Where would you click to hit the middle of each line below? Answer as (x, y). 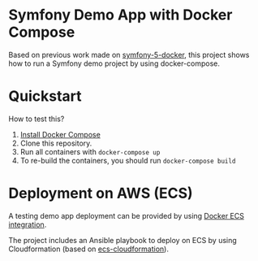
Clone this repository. (56, 143)
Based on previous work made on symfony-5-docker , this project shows (129, 54)
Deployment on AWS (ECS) (101, 194)
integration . (28, 224)
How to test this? (37, 119)
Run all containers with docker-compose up (90, 151)
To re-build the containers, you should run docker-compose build (128, 160)
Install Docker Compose (60, 134)
